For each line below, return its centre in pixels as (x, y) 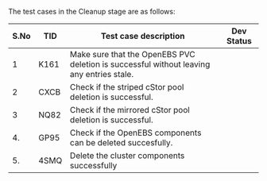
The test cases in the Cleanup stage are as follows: (92, 12)
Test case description (143, 36)
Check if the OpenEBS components (136, 133)
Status (239, 41)
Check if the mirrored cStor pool (130, 110)
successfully (94, 166)
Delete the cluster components (128, 156)
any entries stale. (102, 74)
